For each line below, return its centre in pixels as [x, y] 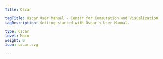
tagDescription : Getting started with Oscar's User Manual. [68, 23]
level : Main [17, 36]
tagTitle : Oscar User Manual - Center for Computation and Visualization [82, 18]
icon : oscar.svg [21, 45]
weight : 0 [15, 41]
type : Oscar [17, 31]
